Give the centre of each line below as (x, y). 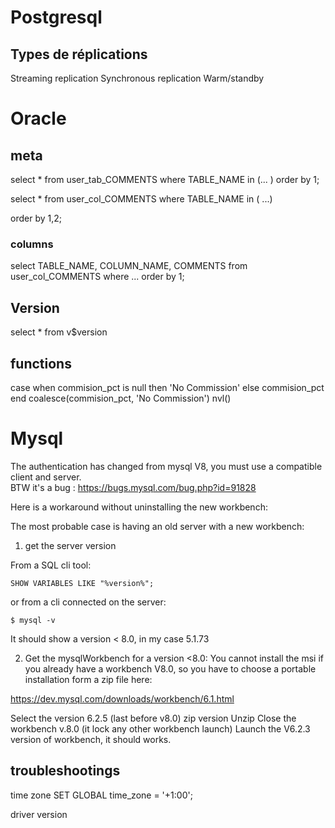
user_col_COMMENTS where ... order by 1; (97, 277)
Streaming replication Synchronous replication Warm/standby (137, 78)
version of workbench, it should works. (91, 739)
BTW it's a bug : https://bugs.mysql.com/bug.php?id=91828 (133, 487)
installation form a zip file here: (88, 679)
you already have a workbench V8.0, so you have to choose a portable (170, 668)
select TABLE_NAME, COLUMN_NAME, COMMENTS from (129, 266)
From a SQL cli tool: (51, 565)
